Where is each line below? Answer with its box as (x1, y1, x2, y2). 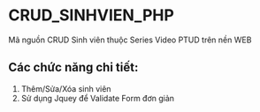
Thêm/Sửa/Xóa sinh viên (20, 83, 111, 93)
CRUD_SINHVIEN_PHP (8, 5, 174, 26)
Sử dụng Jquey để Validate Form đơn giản (20, 93, 174, 103)
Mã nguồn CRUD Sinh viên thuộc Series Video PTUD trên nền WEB (8, 34, 252, 45)
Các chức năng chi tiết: (8, 60, 139, 75)
